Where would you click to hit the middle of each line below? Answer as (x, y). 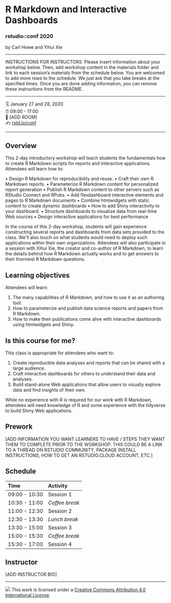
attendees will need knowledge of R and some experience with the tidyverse (85, 405)
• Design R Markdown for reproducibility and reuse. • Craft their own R (80, 179)
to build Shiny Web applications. (39, 411)
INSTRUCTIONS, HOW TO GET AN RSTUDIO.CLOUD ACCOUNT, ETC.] (79, 455)
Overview (21, 146)
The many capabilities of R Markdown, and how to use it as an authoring (88, 298)
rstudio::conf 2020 (29, 36)
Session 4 (60, 544)
